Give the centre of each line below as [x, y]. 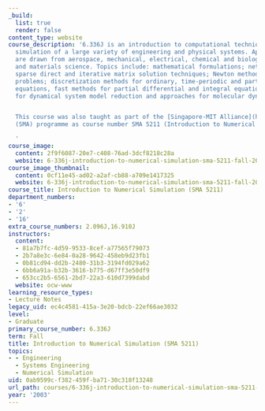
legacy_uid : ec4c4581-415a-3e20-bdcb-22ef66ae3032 [93, 307]
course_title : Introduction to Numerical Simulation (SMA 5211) [116, 190]
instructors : [30, 234]
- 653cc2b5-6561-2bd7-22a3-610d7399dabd [82, 278]
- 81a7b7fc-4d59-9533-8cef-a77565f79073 [82, 249]
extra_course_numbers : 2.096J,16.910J [72, 226]
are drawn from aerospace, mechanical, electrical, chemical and [125, 60]
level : [19, 315]
